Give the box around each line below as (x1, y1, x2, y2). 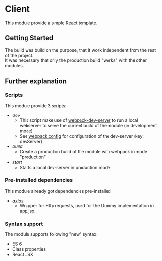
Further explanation (5, 77, 67, 86)
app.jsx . (19, 208, 36, 214)
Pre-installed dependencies (5, 177, 73, 184)
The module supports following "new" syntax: (5, 232, 98, 237)
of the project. (5, 52, 34, 58)
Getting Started (5, 34, 54, 42)
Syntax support (5, 220, 43, 227)
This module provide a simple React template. (5, 20, 98, 26)
